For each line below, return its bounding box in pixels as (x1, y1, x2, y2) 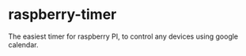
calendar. (8, 39, 39, 49)
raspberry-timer (8, 6, 117, 24)
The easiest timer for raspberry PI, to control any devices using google (8, 32, 239, 41)
